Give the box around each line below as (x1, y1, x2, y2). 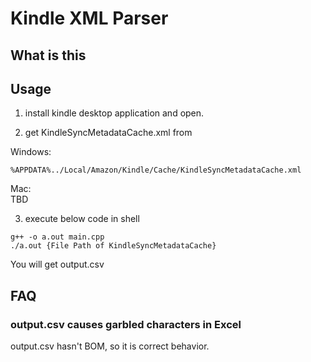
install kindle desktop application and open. (24, 107, 205, 119)
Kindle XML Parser (10, 7, 169, 30)
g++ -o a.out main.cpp (10, 232, 105, 242)
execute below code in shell (24, 213, 140, 225)
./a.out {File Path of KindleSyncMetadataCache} (10, 241, 217, 251)
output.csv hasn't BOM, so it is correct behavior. (10, 340, 210, 352)
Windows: (10, 146, 52, 158)
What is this (10, 47, 87, 64)
